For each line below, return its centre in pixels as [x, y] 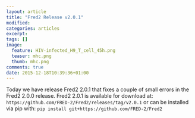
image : [14, 45]
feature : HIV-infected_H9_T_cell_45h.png [64, 51]
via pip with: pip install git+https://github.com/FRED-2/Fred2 [84, 108]
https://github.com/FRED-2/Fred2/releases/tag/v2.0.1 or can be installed [97, 103]
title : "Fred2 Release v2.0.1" [45, 17]
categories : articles [33, 28]
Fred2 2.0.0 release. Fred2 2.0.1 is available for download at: [80, 96]
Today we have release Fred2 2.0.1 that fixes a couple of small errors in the [98, 89]
